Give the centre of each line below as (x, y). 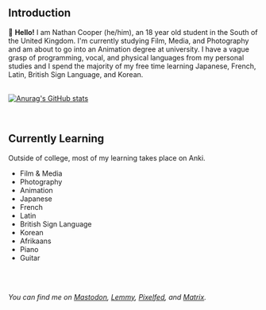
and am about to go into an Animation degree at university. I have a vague (129, 49)
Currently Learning (56, 139)
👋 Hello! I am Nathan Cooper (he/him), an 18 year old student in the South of (133, 32)
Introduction (40, 13)
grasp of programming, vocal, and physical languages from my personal (126, 57)
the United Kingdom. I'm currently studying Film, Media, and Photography (129, 41)
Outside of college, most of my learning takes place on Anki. (107, 157)
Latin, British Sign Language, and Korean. (76, 74)
